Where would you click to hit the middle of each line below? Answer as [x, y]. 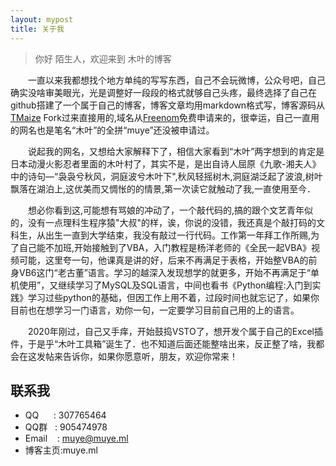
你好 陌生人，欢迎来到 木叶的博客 [103, 58]
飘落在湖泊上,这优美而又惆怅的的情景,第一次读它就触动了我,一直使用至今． [161, 188]
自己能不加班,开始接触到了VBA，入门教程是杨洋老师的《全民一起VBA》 [165, 247]
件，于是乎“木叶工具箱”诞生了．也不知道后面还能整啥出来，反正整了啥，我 [163, 343]
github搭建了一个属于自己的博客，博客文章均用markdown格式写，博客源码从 [168, 105]
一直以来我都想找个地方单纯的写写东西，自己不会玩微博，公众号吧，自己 [176, 80]
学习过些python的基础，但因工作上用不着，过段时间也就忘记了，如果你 [173, 297]
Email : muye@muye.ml [76, 438]
